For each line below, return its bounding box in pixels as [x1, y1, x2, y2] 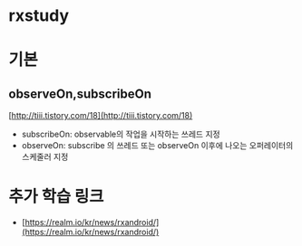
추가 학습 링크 [8, 186, 104, 207]
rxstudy [8, 5, 70, 26]
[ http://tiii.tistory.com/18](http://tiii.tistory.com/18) [8, 110, 193, 121]
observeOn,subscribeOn [8, 86, 151, 101]
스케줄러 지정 [21, 151, 69, 163]
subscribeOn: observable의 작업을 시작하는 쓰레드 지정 [21, 128, 220, 140]
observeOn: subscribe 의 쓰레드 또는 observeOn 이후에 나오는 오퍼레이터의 [21, 140, 294, 151]
